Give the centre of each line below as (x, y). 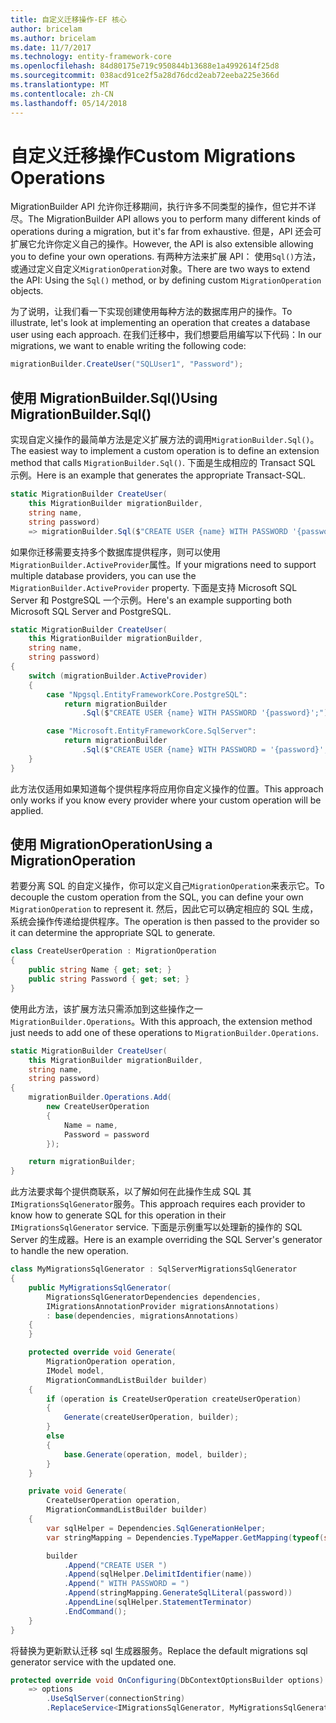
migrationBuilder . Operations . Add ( (100, 1097)
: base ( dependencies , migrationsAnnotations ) (143, 1316)
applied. (27, 810)
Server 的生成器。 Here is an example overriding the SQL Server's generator (166, 1240)
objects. (27, 291)
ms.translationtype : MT (60, 85)
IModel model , (75, 1371)
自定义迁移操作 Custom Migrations (153, 155)
